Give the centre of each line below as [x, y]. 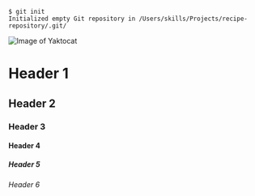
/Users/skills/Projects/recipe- [193, 19]
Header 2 [32, 103]
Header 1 [38, 74]
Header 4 [24, 146]
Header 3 [27, 126]
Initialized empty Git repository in [72, 19]
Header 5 [24, 164]
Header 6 [24, 185]
